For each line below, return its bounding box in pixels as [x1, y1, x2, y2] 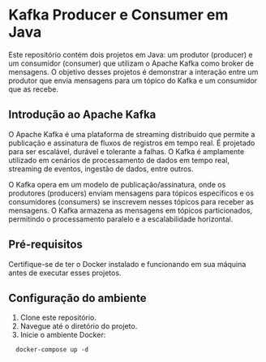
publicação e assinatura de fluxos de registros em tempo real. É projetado [8, 138, 255, 148]
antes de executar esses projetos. [8, 268, 122, 278]
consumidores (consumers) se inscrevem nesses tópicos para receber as [8, 196, 254, 206]
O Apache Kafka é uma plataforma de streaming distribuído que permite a [8, 129, 255, 139]
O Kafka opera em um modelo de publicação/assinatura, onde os [8, 179, 226, 189]
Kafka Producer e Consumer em [8, 6, 229, 24]
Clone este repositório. [19, 312, 97, 322]
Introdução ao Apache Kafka [8, 108, 157, 122]
